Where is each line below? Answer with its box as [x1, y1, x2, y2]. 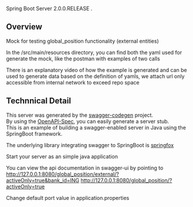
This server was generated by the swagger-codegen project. [6, 111, 154, 118]
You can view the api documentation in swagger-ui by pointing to [6, 164, 164, 171]
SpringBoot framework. [6, 130, 63, 137]
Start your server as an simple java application [6, 152, 118, 160]
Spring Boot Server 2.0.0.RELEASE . [6, 5, 93, 12]
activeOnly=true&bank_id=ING [6, 177, 80, 184]
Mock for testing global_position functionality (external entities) [6, 38, 160, 45]
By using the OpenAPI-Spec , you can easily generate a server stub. [6, 117, 170, 125]
